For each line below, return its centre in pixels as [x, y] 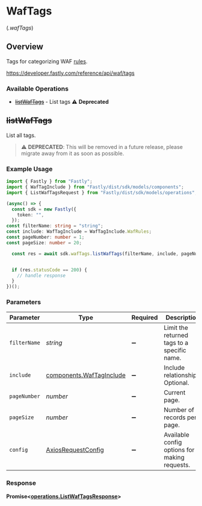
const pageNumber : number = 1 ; [45, 237]
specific [175, 350]
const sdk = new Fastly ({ [44, 209]
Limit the [176, 328]
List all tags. [21, 135]
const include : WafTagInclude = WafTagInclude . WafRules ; [79, 232]
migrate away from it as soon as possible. [72, 153]
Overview [25, 47]
